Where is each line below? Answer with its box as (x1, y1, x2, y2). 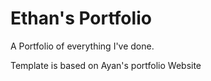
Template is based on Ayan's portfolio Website (10, 59, 202, 71)
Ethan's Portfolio (10, 7, 152, 30)
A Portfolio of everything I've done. (10, 40, 155, 52)
